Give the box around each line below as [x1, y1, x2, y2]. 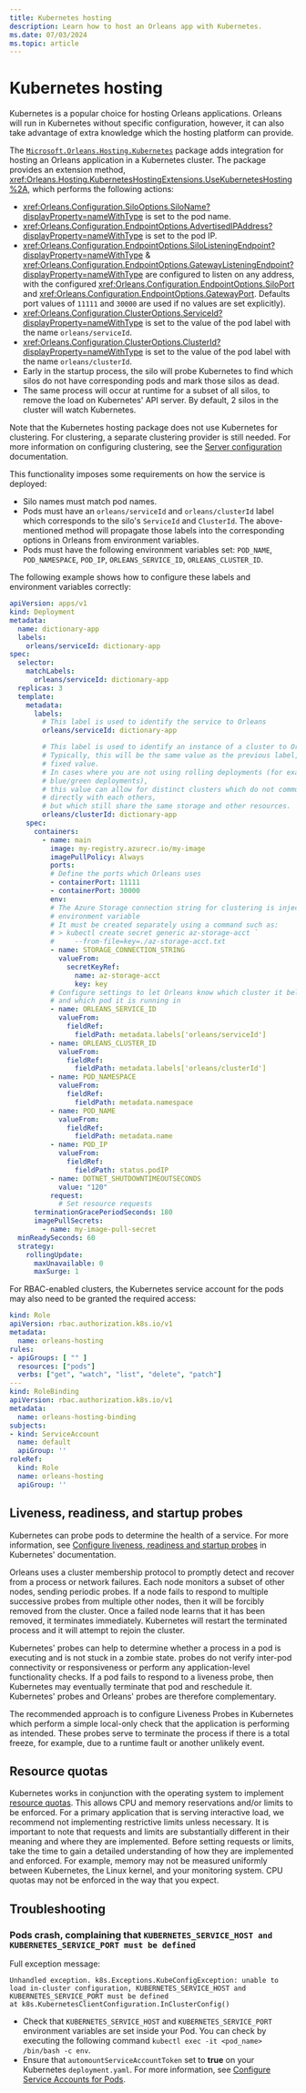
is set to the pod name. [145, 211, 231, 222]
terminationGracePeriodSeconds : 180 [33, 1208, 173, 1217]
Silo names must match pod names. [22, 496, 158, 507]
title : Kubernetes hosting [9, 13, 112, 23]
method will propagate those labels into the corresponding [65, 525, 285, 536]
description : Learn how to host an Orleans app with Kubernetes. [9, 22, 262, 31]
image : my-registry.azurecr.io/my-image [49, 844, 206, 853]
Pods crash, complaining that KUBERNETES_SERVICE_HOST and [9, 1928, 273, 1941]
